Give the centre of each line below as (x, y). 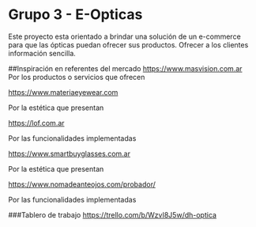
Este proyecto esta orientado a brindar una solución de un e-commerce (124, 36)
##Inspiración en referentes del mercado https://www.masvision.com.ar (125, 68)
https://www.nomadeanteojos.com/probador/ (82, 184)
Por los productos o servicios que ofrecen (77, 77)
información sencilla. (42, 53)
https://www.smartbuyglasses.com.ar (69, 153)
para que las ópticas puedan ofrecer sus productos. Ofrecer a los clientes (128, 44)
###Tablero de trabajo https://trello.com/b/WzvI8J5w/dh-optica (113, 214)
